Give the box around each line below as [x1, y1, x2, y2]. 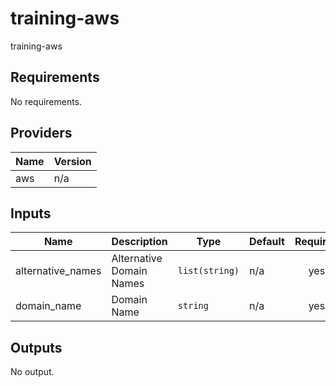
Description [111, 235, 168, 249]
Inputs [10, 205, 52, 222]
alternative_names [15, 264, 102, 278]
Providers [10, 125, 73, 142]
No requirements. [10, 95, 83, 107]
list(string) [177, 265, 240, 277]
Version [53, 154, 92, 168]
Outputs [10, 339, 63, 356]
